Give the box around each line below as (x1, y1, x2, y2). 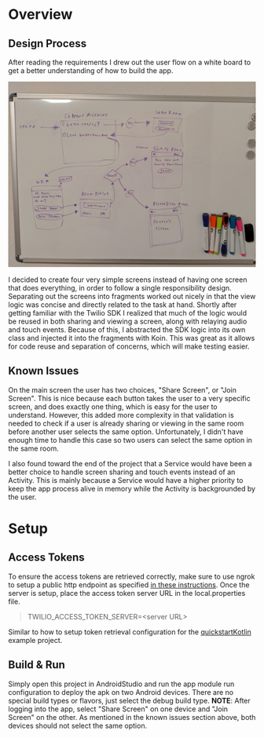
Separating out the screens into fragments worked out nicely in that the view (8, 292, 256, 301)
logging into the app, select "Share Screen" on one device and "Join (8, 704, 229, 714)
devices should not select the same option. (8, 721, 148, 730)
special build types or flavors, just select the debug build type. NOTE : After (8, 696, 251, 705)
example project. (8, 635, 63, 645)
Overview (8, 5, 73, 24)
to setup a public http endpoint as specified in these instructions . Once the (8, 579, 250, 590)
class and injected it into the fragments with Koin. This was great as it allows (8, 334, 255, 342)
